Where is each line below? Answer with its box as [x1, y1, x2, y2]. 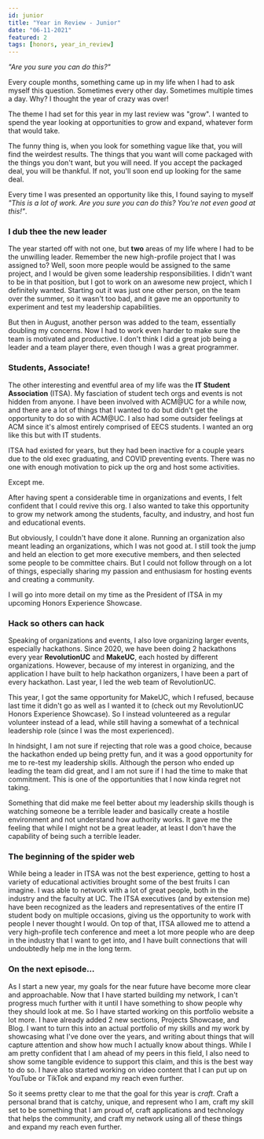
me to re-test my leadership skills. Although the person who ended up [8, 758, 235, 767]
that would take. [8, 126, 60, 136]
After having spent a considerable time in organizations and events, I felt [8, 493, 243, 502]
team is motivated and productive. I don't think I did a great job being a [8, 335, 237, 344]
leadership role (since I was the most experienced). [8, 726, 174, 735]
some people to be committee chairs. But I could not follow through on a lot [8, 558, 252, 567]
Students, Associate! [8, 362, 90, 373]
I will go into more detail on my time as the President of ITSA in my [8, 590, 223, 599]
